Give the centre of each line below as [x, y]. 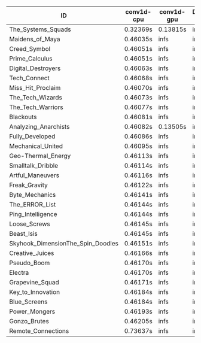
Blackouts [23, 117]
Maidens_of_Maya [35, 39]
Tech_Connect [29, 78]
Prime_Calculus [31, 58]
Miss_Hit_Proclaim [35, 88]
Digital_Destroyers [35, 68]
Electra [19, 273]
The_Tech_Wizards [36, 97]
